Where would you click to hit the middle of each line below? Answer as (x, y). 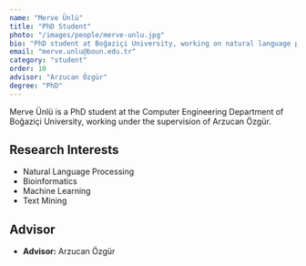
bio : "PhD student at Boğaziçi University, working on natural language (150, 43)
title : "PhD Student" (51, 26)
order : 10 (28, 69)
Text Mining (45, 200)
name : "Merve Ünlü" (46, 18)
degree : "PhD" (36, 86)
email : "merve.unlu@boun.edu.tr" (73, 52)
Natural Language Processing (78, 172)
